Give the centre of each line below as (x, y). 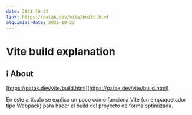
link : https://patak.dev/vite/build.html (58, 17)
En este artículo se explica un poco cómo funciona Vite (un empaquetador (96, 100)
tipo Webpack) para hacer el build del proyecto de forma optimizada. (90, 106)
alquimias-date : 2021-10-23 (41, 22)
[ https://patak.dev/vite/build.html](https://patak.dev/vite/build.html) (87, 88)
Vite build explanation (61, 51)
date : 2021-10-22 (27, 11)
